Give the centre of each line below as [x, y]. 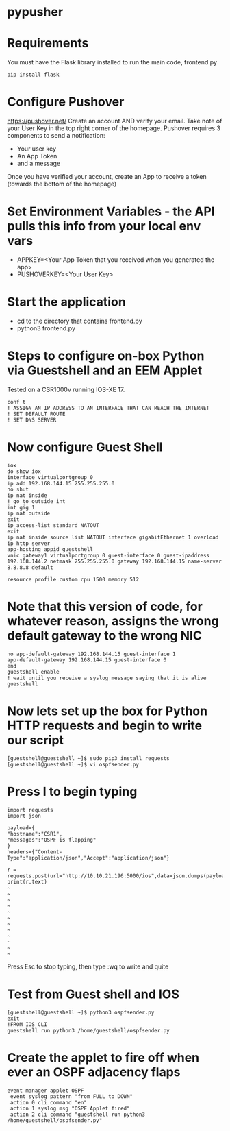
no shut [18, 489]
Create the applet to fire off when [103, 1057]
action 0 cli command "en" [49, 1102]
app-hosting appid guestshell [50, 549]
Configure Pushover [66, 102]
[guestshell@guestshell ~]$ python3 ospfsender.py [81, 1012]
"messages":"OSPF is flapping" [52, 840]
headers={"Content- [35, 852]
